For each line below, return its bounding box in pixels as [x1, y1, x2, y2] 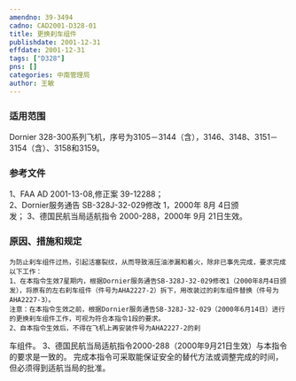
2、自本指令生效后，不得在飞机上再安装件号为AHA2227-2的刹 [9, 323, 201, 332]
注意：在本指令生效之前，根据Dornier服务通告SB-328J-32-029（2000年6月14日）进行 [9, 305, 285, 314]
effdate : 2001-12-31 [9, 46, 86, 55]
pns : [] [9, 63, 38, 72]
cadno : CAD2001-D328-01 [9, 21, 97, 30]
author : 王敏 [9, 79, 55, 88]
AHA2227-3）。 [9, 295, 56, 304]
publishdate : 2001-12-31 [9, 37, 101, 47]
